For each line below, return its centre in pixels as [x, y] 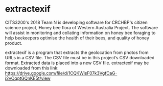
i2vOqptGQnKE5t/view [28, 78]
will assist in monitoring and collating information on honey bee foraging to [80, 33]
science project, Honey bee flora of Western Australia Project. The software [81, 27]
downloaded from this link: [32, 68]
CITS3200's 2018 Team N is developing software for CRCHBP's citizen [76, 22]
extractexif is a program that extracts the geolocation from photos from [77, 52]
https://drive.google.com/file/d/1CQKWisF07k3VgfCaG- [61, 73]
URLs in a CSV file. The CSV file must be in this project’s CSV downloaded [80, 57]
